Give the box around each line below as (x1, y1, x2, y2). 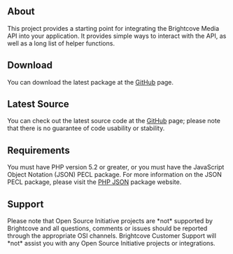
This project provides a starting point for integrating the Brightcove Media (7, 24, 220, 32)
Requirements (7, 144, 70, 156)
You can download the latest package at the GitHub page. (7, 78, 174, 86)
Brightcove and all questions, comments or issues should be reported (7, 224, 208, 233)
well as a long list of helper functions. (7, 38, 115, 48)
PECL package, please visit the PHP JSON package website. (7, 178, 182, 186)
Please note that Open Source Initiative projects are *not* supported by (7, 217, 213, 225)
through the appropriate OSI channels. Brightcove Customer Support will (7, 232, 217, 240)
